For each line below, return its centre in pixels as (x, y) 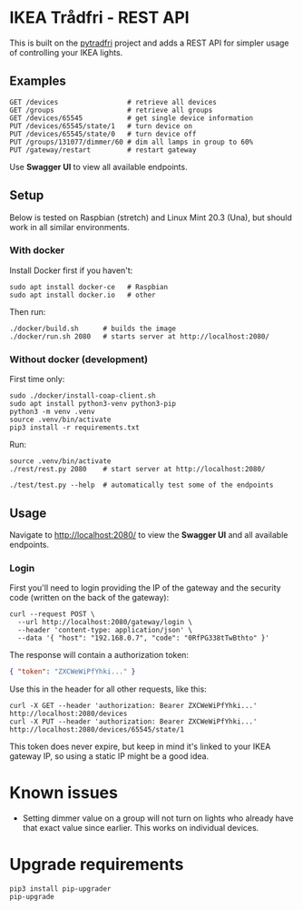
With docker (37, 250)
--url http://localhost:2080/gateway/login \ (105, 622)
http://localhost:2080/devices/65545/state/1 (97, 730)
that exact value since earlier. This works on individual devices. (141, 828)
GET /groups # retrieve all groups (111, 110)
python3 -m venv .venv (52, 412)
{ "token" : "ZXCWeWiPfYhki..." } (73, 672)
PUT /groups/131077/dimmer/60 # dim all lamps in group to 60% (132, 142)
